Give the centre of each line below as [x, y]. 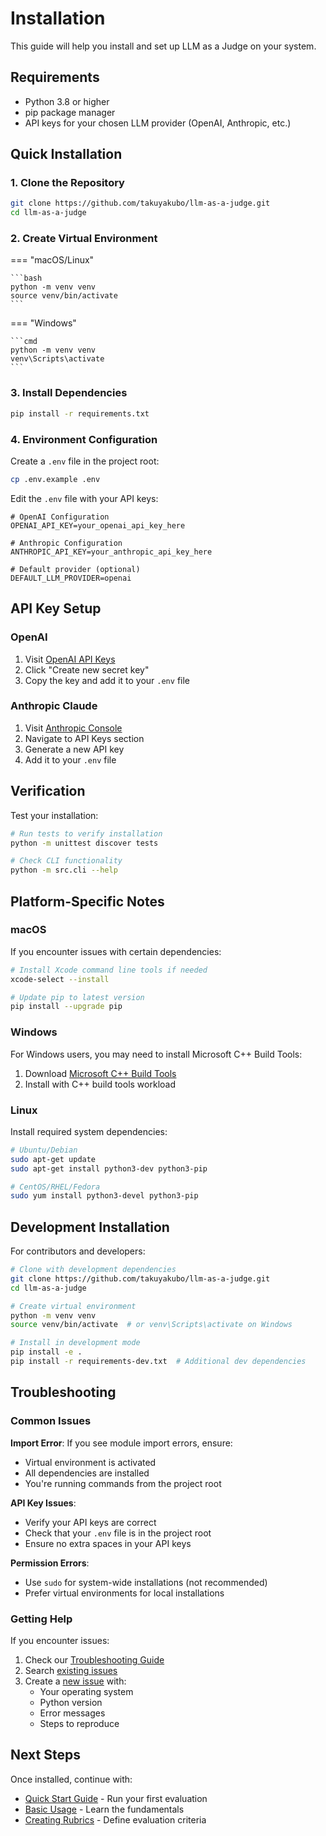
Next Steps [45, 1755]
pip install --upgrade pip [66, 1007]
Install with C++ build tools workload [100, 1084]
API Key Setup [56, 608]
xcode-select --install [60, 979]
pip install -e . [46, 1352]
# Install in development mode [75, 1343]
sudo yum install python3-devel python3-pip [104, 1196]
